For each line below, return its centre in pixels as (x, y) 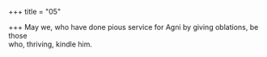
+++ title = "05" (35, 12)
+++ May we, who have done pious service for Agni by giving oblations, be (133, 27)
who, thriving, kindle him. (51, 44)
